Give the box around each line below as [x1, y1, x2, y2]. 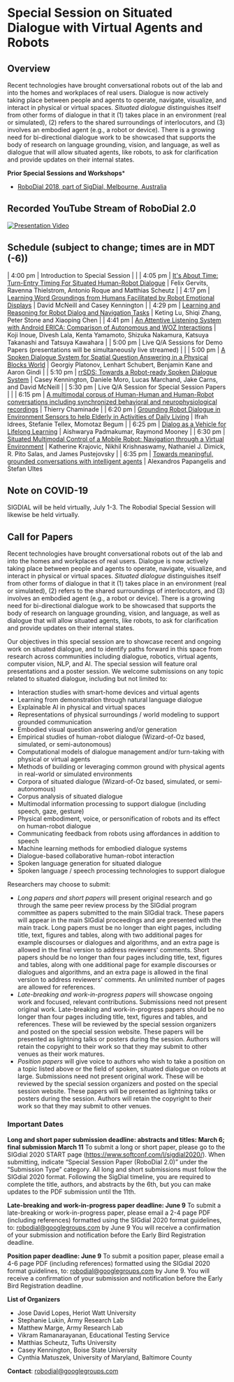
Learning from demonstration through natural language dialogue [17, 696, 203, 704]
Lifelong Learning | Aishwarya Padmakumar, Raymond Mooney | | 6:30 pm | [7, 427, 226, 435]
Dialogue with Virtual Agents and [7, 20, 203, 36]
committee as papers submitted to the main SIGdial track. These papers [17, 908, 225, 917]
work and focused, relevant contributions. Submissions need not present [17, 998, 227, 1006]
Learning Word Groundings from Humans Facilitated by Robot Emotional [7, 293, 215, 302]
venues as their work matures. [17, 1050, 105, 1058]
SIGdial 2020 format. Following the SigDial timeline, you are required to [7, 1172, 212, 1180]
